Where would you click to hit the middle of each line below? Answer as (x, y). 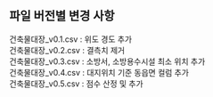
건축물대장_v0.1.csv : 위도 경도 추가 (70, 39)
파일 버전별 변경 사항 (62, 16)
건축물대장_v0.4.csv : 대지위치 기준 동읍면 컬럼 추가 (99, 72)
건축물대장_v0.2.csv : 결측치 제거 (67, 50)
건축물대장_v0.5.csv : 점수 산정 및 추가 (77, 84)
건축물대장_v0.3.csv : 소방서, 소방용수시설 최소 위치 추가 (107, 61)
